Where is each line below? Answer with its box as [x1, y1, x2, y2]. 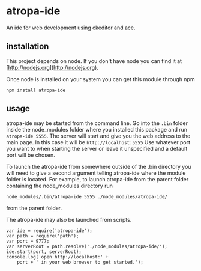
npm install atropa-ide [6, 87, 66, 93]
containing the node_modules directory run [6, 182, 113, 189]
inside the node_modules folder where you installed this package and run [6, 126, 188, 133]
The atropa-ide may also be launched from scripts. [6, 216, 132, 223]
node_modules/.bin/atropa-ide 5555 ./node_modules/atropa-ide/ [6, 193, 168, 199]
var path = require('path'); [6, 233, 79, 239]
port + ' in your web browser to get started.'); [17, 259, 144, 265]
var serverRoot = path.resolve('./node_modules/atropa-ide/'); [6, 243, 168, 249]
